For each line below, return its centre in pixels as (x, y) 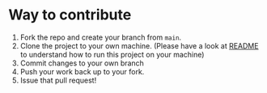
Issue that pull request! (58, 80)
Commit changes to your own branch (82, 63)
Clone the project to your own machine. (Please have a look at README (139, 45)
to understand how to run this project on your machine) (112, 54)
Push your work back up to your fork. (82, 71)
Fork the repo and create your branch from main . (101, 37)
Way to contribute (70, 15)
